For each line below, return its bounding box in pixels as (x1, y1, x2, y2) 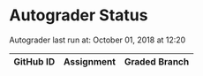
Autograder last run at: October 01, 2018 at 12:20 (9, 34, 186, 45)
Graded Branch (124, 55, 190, 67)
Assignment (63, 55, 117, 67)
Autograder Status (9, 5, 148, 26)
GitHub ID (13, 55, 56, 67)
